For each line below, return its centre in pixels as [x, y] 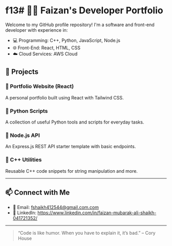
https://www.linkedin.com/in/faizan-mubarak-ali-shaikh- [97, 213]
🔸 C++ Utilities [24, 160]
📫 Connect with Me [38, 192]
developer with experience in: [37, 30]
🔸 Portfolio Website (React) [40, 87]
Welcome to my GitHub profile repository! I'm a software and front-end [80, 25]
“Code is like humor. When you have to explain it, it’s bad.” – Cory [87, 233]
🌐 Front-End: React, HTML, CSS [47, 48]
